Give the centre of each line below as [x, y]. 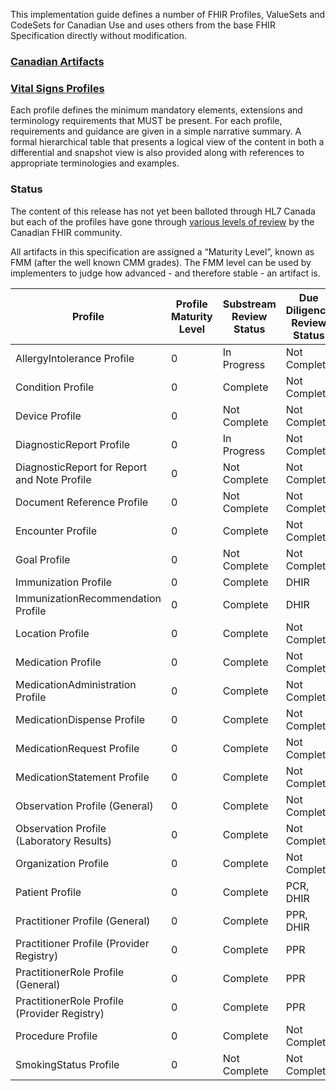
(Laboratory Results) [64, 841]
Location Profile [52, 633]
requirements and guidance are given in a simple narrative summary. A [156, 131]
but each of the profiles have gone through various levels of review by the [162, 221]
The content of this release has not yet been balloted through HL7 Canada [163, 211]
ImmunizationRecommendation [88, 598]
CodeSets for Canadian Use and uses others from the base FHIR [143, 25]
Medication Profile [58, 662]
